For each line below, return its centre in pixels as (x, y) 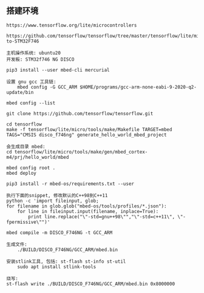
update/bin (20, 92)
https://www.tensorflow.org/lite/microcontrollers (72, 25)
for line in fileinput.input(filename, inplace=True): (88, 211)
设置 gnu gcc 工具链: (31, 82)
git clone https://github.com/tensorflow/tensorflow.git (80, 113)
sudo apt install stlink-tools (57, 267)
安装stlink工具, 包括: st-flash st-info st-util (66, 261)
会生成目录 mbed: (26, 146)
